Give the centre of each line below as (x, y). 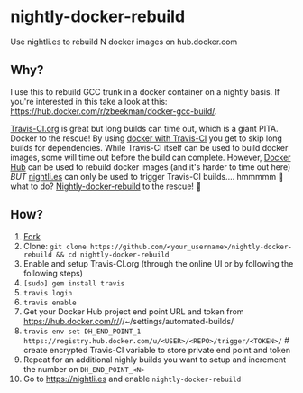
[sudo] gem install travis (74, 283)
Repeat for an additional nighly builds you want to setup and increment (155, 360)
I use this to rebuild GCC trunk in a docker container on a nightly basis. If (145, 91)
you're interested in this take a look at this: (89, 101)
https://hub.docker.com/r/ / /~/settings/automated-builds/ (129, 321)
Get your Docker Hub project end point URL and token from (133, 311)
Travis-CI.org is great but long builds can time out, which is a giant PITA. (144, 128)
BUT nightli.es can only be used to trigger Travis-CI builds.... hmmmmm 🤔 (147, 176)
